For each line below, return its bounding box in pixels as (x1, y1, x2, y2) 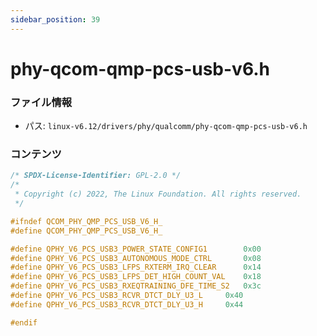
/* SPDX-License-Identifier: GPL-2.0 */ (10, 171, 182, 181)
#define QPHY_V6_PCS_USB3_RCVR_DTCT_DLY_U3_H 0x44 (10, 299, 244, 310)
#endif (10, 317, 38, 328)
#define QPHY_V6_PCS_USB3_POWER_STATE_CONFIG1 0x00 (10, 244, 262, 254)
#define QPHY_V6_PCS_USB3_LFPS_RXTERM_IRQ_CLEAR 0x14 (10, 262, 262, 273)
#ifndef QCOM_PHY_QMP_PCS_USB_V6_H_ (10, 216, 163, 226)
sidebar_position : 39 (10, 14, 101, 25)
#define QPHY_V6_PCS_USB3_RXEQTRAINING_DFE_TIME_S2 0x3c (10, 281, 262, 291)
